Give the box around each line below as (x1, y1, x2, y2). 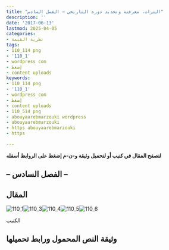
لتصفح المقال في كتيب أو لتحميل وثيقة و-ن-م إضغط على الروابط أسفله (6, 152, 162, 159)
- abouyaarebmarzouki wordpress (6, 114, 86, 120)
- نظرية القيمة (6, 36, 44, 42)
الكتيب (6, 217, 21, 224)
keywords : (6, 75, 31, 81)
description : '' (6, 14, 46, 20)
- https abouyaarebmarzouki (6, 125, 76, 131)
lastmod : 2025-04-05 (6, 25, 58, 32)
